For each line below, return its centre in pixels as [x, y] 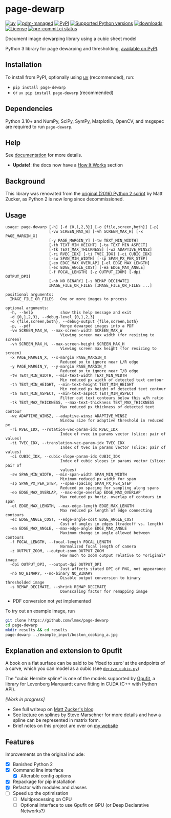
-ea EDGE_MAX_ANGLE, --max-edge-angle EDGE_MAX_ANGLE [68, 529]
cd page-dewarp [22, 625]
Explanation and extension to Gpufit [64, 651]
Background [25, 181]
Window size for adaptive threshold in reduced [112, 421]
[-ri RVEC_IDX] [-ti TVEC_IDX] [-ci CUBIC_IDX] [101, 254]
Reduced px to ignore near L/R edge [99, 362]
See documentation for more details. [44, 155]
